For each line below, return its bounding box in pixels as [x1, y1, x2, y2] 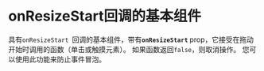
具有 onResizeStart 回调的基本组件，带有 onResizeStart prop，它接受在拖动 [8, 35, 254, 44]
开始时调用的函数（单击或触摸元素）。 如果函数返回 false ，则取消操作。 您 [8, 44, 250, 54]
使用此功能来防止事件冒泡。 [14, 54, 106, 64]
